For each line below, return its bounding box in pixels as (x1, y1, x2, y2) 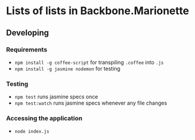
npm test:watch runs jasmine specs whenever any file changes (14, 99, 167, 107)
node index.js (14, 129, 49, 135)
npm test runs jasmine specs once (14, 93, 98, 100)
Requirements (6, 45, 48, 54)
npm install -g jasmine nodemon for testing (14, 65, 121, 72)
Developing (6, 28, 49, 38)
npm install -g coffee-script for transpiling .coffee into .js (14, 58, 164, 66)
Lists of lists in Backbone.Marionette (6, 4, 190, 18)
